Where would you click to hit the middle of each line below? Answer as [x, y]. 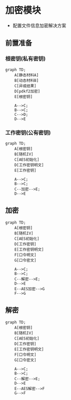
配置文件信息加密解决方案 [39, 25]
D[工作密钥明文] [29, 165]
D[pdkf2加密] [27, 91]
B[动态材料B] [27, 80]
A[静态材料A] [27, 75]
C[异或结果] [25, 86]
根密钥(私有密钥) [25, 59]
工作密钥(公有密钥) [28, 133]
